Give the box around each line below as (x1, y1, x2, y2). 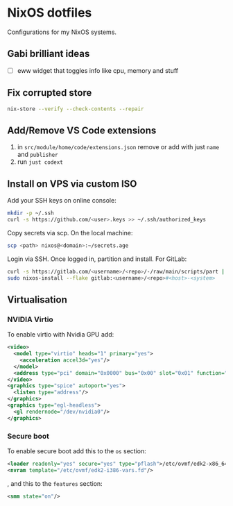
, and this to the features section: (7, 479, 103, 487)
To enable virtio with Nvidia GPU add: (7, 330, 114, 339)
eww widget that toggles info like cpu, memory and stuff (17, 66, 179, 74)
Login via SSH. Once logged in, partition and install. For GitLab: (7, 255, 187, 263)
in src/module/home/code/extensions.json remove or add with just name (17, 143, 220, 151)
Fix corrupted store (7, 87, 92, 99)
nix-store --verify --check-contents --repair (7, 106, 144, 112)
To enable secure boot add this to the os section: (7, 446, 147, 455)
